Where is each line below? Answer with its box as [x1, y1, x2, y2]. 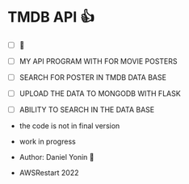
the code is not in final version [19, 121, 120, 131]
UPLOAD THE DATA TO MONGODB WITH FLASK [19, 89, 181, 98]
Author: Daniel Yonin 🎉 [19, 153, 94, 162]
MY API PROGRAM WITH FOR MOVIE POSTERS [19, 56, 178, 66]
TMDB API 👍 [7, 8, 94, 27]
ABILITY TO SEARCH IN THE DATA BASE [19, 105, 155, 115]
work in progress [19, 136, 76, 147]
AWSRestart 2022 [19, 168, 79, 178]
